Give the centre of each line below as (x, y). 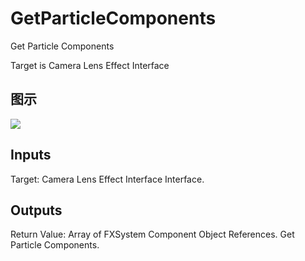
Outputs (36, 210)
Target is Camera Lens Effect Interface (90, 65)
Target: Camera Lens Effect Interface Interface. (107, 179)
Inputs (31, 155)
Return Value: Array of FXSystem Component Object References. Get (152, 234)
